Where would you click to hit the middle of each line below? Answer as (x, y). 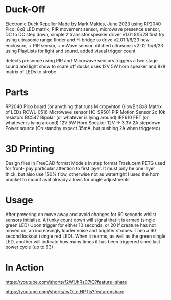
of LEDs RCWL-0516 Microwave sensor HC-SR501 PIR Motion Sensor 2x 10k (86, 112)
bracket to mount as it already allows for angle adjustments (67, 179)
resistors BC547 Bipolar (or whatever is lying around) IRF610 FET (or (77, 117)
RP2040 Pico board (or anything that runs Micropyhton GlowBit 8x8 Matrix (84, 106)
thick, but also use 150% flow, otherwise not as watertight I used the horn (82, 174)
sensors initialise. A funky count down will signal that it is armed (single (80, 220)
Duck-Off (25, 9)
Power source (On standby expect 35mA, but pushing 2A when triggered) (83, 128)
